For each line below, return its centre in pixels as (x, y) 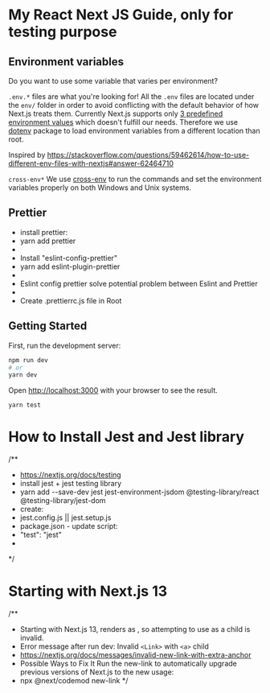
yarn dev (23, 375)
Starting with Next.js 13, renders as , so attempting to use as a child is (135, 629)
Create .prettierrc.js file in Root (71, 300)
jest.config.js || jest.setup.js (65, 518)
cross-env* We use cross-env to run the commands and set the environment (135, 179)
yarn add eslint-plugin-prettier (70, 266)
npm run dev (28, 360)
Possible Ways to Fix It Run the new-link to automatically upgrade (128, 664)
